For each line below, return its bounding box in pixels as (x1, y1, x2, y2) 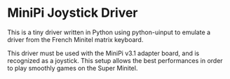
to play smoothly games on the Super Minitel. (7, 64, 138, 72)
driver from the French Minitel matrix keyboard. (7, 35, 144, 43)
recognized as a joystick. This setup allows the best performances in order (7, 56, 223, 64)
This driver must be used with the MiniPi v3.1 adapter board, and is (7, 49, 200, 57)
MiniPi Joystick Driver (7, 5, 138, 21)
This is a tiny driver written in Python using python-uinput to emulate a (7, 28, 211, 36)
